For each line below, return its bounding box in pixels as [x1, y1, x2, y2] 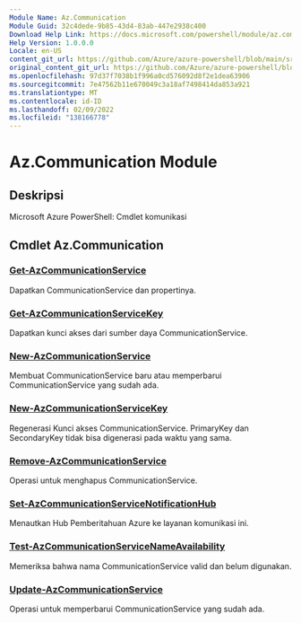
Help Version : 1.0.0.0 [9, 38, 94, 48]
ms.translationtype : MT [9, 88, 99, 97]
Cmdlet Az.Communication [9, 237, 164, 252]
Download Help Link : [9, 30, 87, 39]
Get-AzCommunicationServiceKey [9, 307, 164, 320]
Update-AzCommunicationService [9, 583, 164, 595]
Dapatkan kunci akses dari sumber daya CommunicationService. [9, 328, 248, 338]
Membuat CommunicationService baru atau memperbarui [9, 370, 222, 382]
